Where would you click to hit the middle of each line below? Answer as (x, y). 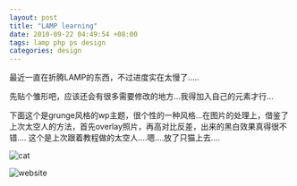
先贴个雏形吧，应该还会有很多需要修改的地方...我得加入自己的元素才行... (142, 97)
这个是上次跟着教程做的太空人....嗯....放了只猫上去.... (124, 138)
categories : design (46, 51)
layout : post (34, 17)
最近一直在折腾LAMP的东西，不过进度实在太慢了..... (104, 78)
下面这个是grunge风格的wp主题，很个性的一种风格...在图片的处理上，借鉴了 (149, 115)
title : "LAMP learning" (54, 26)
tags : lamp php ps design (57, 42)
